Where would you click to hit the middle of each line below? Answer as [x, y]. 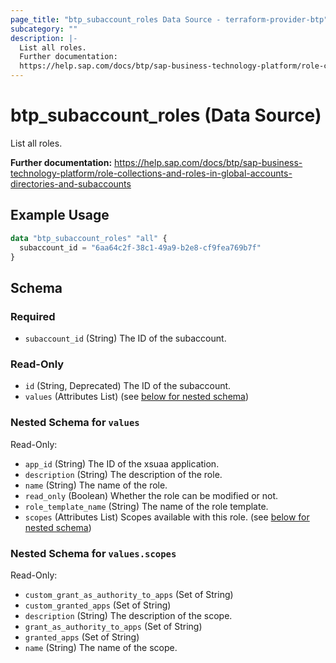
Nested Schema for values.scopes [93, 553]
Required [33, 316]
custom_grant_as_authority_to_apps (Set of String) [129, 594]
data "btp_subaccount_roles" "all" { [89, 238]
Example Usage [60, 215]
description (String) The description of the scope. [128, 615]
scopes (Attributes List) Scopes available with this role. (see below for [167, 517]
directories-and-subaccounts [71, 183]
